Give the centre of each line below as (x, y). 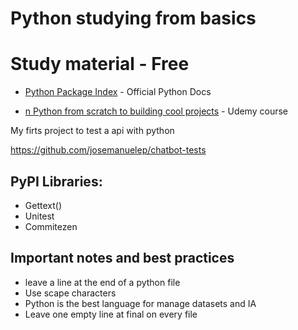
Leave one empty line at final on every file (111, 314)
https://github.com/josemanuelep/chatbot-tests (108, 150)
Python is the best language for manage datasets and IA (140, 303)
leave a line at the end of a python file (102, 282)
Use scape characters (70, 293)
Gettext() (43, 205)
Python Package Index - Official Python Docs (118, 92)
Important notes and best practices (122, 258)
